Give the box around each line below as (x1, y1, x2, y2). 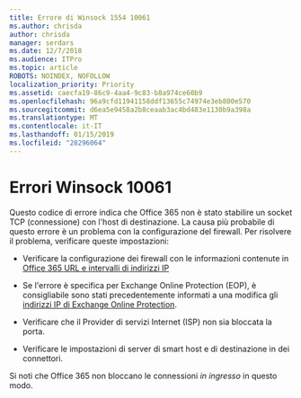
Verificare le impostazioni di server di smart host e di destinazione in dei (22, 343, 290, 354)
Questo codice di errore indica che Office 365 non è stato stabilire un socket (9, 207, 293, 217)
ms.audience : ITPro (9, 55, 83, 64)
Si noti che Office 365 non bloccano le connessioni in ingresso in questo (9, 370, 278, 381)
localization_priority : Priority (9, 80, 135, 89)
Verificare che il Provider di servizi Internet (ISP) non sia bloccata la (22, 316, 272, 327)
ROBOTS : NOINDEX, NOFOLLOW (9, 72, 111, 81)
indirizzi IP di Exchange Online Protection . (22, 298, 178, 310)
